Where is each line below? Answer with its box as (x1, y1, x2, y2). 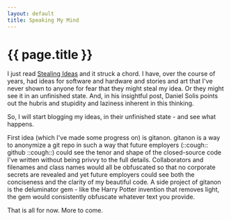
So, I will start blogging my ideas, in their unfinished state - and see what (7, 113, 216, 121)
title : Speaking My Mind (7, 17, 79, 24)
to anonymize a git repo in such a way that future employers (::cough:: (7, 141, 209, 150)
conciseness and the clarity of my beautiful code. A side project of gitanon (7, 178, 221, 187)
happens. (7, 120, 35, 129)
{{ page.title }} (7, 47, 93, 63)
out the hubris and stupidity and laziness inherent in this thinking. (7, 99, 194, 108)
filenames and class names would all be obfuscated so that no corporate (7, 163, 216, 171)
